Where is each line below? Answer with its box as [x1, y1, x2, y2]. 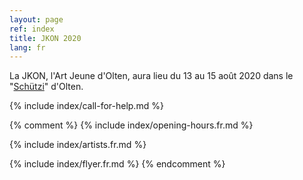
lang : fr [9, 42, 46, 53]
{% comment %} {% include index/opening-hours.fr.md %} [9, 119, 254, 131]
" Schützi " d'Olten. [9, 81, 84, 93]
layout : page [9, 14, 64, 25]
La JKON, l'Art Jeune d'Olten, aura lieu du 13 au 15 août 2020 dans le [9, 70, 294, 82]
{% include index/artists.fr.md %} [9, 139, 147, 151]
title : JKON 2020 [9, 33, 82, 43]
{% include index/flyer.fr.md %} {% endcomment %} [9, 158, 226, 170]
